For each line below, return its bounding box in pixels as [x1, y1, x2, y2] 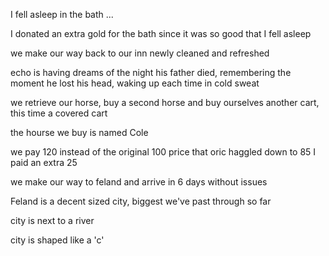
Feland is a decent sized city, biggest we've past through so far [10, 195, 272, 207]
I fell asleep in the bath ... [10, 9, 114, 20]
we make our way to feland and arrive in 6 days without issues [10, 176, 268, 188]
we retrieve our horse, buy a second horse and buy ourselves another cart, [10, 97, 320, 108]
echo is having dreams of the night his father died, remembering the [10, 67, 292, 78]
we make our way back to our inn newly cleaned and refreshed [10, 47, 270, 59]
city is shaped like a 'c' [10, 234, 105, 246]
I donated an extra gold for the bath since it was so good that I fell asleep [10, 28, 312, 39]
